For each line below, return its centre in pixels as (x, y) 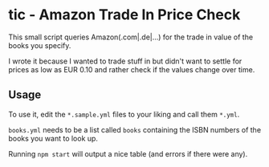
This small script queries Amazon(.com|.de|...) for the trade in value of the (131, 37)
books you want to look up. (53, 138)
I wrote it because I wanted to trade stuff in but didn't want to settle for (125, 61)
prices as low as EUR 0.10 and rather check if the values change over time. (132, 69)
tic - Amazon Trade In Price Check (124, 15)
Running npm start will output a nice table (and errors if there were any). (128, 153)
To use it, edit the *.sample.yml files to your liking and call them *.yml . (124, 114)
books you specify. (40, 45)
